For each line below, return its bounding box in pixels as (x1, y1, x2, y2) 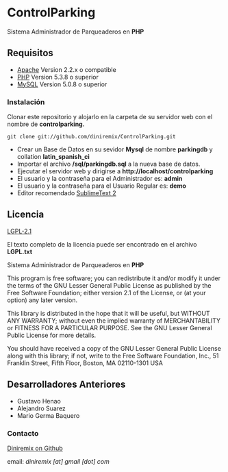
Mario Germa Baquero (16, 411, 80, 419)
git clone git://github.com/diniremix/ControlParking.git (7, 134, 176, 140)
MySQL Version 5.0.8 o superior (16, 80, 107, 88)
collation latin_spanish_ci (16, 153, 90, 161)
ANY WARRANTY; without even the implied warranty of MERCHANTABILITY (7, 316, 221, 325)
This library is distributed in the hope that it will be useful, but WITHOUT (7, 309, 210, 317)
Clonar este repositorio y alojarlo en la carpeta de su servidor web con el (7, 113, 213, 121)
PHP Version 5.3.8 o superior (16, 73, 99, 81)
